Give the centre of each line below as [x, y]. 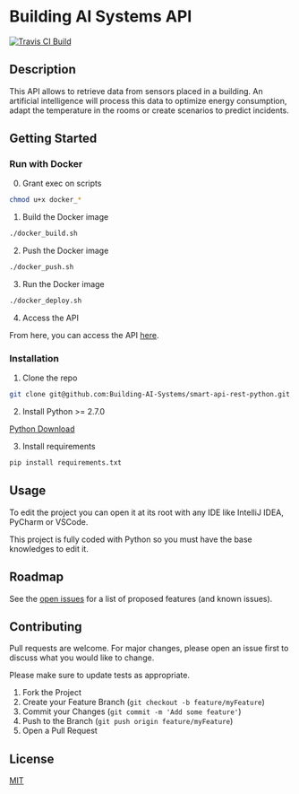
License [32, 759]
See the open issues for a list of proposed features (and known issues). [141, 598]
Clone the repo [50, 378]
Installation [34, 358]
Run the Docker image [63, 284]
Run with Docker [46, 164]
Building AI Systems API [101, 17]
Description [43, 70]
